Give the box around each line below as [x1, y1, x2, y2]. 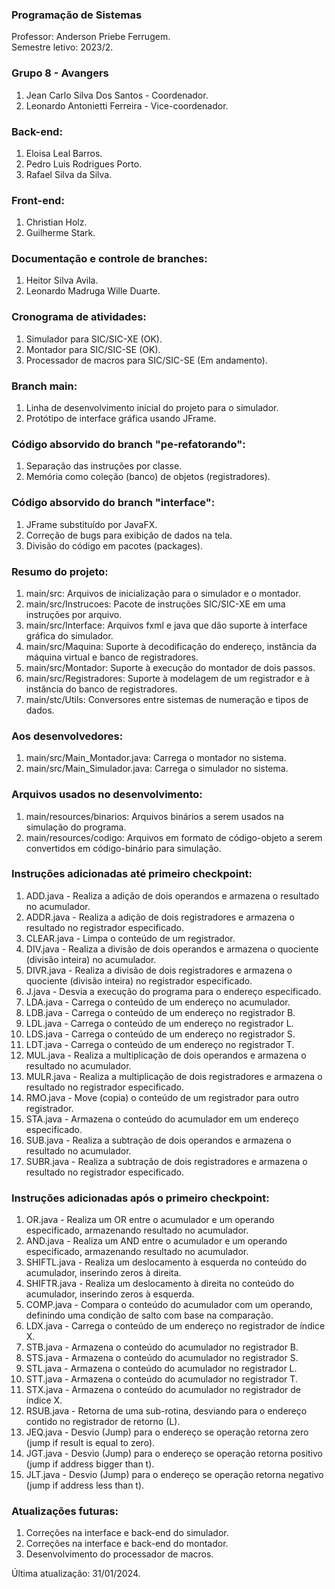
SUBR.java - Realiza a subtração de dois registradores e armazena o [25, 1155, 308, 1167]
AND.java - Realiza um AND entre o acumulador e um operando [25, 1235, 288, 1247]
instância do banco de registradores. [25, 683, 178, 695]
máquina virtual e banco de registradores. [25, 651, 199, 663]
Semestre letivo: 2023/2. [11, 41, 114, 53]
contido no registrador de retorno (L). [25, 1416, 181, 1428]
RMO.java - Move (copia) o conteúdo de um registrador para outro [25, 1091, 299, 1103]
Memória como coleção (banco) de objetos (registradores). [25, 471, 271, 483]
